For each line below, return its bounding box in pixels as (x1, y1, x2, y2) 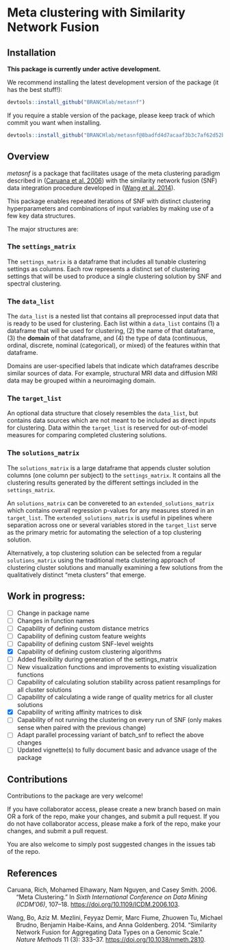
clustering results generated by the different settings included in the (7, 478, 199, 487)
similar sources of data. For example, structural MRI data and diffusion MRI (7, 369, 218, 378)
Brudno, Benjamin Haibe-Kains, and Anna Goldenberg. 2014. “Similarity (16, 921, 217, 929)
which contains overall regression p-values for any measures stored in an (7, 506, 214, 514)
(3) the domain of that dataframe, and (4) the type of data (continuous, (7, 334, 207, 343)
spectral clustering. (7, 279, 62, 288)
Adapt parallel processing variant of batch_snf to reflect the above (16, 731, 204, 739)
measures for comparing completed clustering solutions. (7, 431, 167, 439)
